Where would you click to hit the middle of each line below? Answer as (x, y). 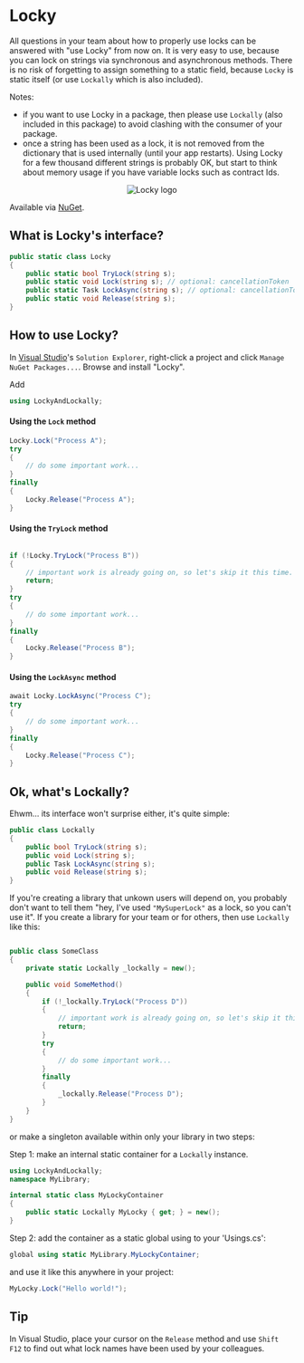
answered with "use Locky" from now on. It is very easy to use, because (144, 50)
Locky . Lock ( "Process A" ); (58, 440)
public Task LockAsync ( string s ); (90, 864)
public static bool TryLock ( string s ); (101, 274)
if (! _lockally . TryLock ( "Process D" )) (115, 1002)
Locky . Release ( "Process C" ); (81, 755)
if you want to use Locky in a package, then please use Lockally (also (152, 114)
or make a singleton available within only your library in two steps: (132, 1137)
